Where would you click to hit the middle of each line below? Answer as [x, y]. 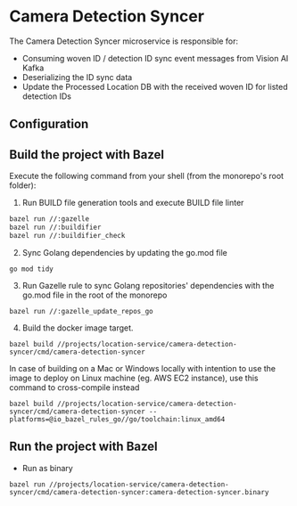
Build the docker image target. [78, 328]
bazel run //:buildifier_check [67, 235]
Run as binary [47, 468]
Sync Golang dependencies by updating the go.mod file [124, 252]
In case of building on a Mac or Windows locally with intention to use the [143, 368]
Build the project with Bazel [87, 155]
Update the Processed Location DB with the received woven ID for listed [155, 86]
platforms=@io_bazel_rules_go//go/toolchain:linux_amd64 [117, 419]
